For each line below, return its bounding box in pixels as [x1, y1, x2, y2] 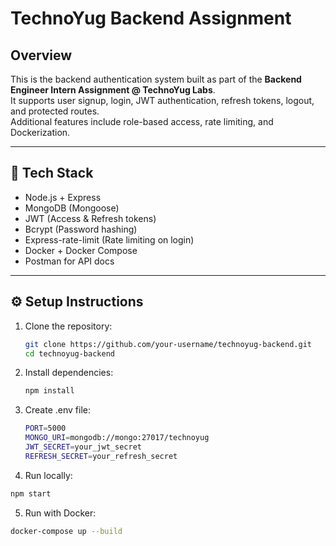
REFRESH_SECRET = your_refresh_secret [24, 451, 178, 461]
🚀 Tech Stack [10, 165, 94, 182]
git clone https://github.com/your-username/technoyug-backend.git [24, 339, 312, 349]
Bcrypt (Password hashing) [24, 223, 138, 235]
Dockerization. [10, 127, 71, 138]
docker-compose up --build [10, 526, 123, 536]
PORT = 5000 [24, 423, 67, 434]
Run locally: [24, 469, 73, 481]
